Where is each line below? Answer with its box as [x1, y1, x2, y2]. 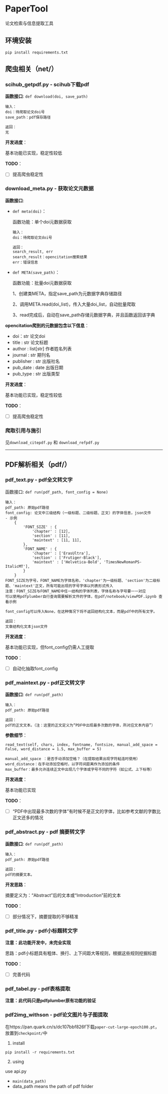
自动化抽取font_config [12, 665, 58, 672]
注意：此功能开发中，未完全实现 [5, 939, 71, 945]
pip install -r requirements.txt [5, 1049, 75, 1055]
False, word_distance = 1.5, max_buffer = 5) [5, 747, 101, 752]
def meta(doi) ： [12, 208, 46, 214]
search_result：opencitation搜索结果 [12, 254, 87, 260]
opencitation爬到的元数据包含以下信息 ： [5, 322, 89, 328]
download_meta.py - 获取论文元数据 [5, 185, 94, 192]
